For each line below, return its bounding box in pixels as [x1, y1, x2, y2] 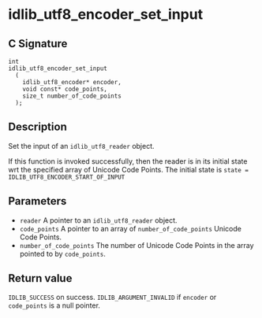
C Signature [8, 37, 68, 50]
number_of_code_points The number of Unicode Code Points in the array [19, 240, 254, 250]
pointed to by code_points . [19, 249, 107, 258]
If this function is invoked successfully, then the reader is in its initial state [8, 156, 248, 166]
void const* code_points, [22, 85, 108, 93]
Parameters [8, 194, 67, 208]
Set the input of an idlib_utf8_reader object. [8, 141, 155, 150]
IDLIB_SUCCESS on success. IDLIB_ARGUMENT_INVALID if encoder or [8, 293, 217, 302]
